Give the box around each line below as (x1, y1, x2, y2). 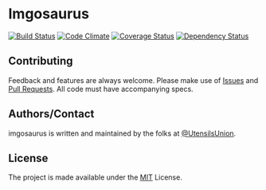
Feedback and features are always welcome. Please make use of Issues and (8, 75, 259, 85)
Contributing (8, 54, 73, 68)
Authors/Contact (8, 107, 95, 121)
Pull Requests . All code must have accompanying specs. (8, 84, 194, 93)
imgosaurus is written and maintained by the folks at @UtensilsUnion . (8, 129, 237, 138)
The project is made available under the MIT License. (8, 172, 183, 182)
